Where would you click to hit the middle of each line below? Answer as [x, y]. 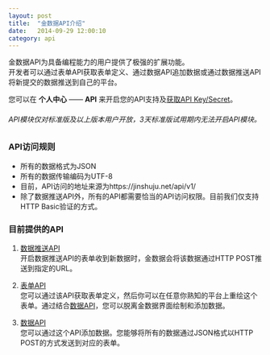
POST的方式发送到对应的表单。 [72, 343]
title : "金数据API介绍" [47, 23]
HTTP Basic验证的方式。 [61, 206]
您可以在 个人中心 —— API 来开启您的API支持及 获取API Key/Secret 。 [123, 99]
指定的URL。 [56, 268]
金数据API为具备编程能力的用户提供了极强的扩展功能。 [99, 62]
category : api [32, 38]
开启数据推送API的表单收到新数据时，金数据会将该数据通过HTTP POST [137, 258]
